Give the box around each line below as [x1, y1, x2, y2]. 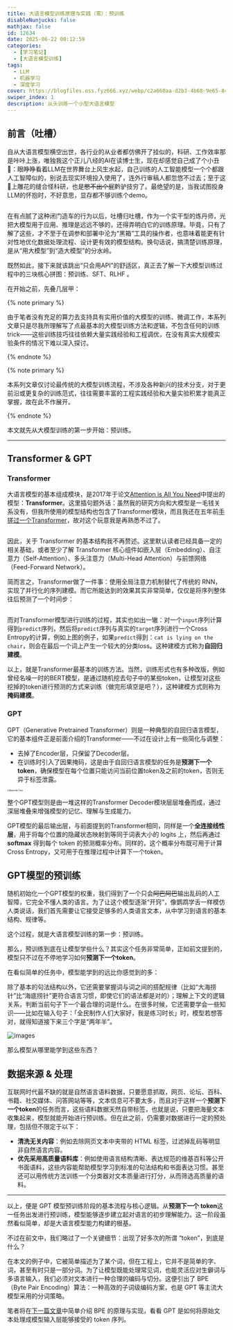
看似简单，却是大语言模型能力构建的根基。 [12, 1219, 135, 1227]
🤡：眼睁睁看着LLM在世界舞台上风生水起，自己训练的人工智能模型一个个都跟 [7, 164, 224, 173]
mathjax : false [7, 23, 51, 30]
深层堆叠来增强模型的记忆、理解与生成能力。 [7, 806, 135, 815]
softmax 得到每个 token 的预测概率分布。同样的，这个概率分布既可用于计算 [7, 838, 223, 847]
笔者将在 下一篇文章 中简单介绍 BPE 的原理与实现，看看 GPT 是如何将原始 [7, 1306, 214, 1315]
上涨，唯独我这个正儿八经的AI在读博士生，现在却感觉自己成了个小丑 [25, 156, 220, 164]
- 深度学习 [13, 81, 41, 88]
